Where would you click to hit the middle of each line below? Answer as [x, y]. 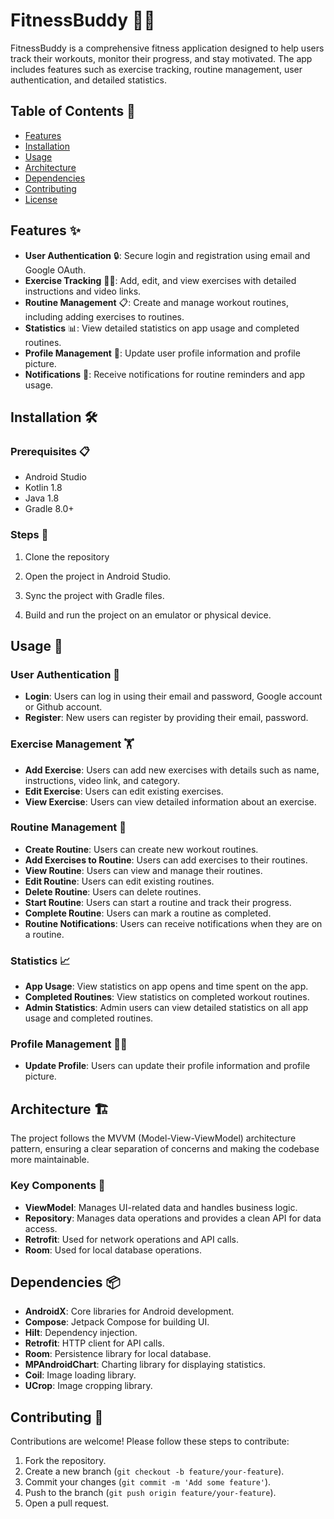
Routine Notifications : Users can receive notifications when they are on [173, 923]
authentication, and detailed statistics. [88, 80]
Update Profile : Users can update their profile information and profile [167, 1066]
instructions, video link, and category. [102, 780]
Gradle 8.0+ [49, 509]
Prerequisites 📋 [50, 451]
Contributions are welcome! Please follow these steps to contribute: [150, 1441]
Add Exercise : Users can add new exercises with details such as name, [172, 770]
